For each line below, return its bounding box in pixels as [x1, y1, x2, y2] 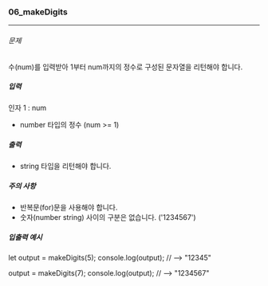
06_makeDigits [8, 6, 68, 18]
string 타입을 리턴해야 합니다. [19, 162, 112, 171]
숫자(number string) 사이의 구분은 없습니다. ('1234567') [19, 213, 197, 222]
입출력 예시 [8, 233, 42, 241]
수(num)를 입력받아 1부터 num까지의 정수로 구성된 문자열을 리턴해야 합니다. [8, 62, 243, 72]
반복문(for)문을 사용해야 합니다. [19, 202, 118, 213]
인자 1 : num [8, 103, 47, 113]
